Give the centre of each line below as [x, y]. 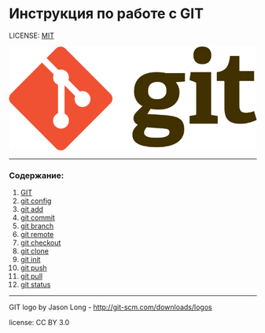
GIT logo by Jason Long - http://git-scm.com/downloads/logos [110, 307]
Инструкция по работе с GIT [106, 14]
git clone [35, 251]
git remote [37, 234]
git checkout [40, 242]
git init [30, 259]
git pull [31, 276]
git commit [38, 217]
